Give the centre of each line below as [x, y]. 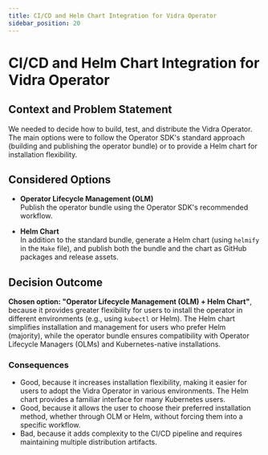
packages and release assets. [69, 257]
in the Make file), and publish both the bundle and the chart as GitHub [133, 249]
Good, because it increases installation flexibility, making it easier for [133, 383]
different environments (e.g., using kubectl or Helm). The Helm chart [122, 319]
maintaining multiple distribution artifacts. [89, 442]
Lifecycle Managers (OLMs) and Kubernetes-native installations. [114, 344]
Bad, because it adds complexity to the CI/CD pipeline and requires [131, 433]
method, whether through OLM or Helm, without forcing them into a [131, 416]
